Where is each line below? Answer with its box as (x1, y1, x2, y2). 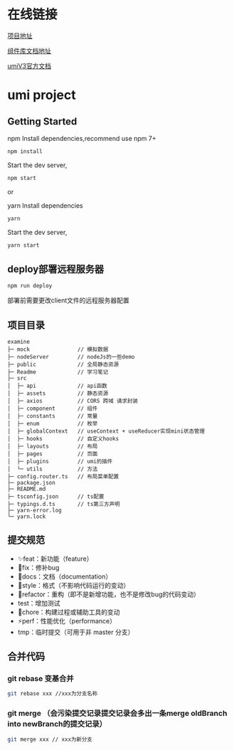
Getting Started (7, 115, 78, 127)
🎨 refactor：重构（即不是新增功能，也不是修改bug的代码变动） (17, 590, 201, 598)
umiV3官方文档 (7, 61, 52, 70)
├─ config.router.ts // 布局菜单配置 (7, 472, 119, 480)
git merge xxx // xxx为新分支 (7, 736, 92, 743)
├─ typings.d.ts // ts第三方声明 (7, 500, 120, 507)
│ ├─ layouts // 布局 (7, 443, 98, 450)
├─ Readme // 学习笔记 (7, 368, 109, 376)
